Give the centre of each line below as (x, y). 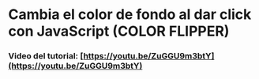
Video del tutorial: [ (46, 56)
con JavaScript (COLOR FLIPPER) (119, 31)
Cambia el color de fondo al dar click (130, 15)
